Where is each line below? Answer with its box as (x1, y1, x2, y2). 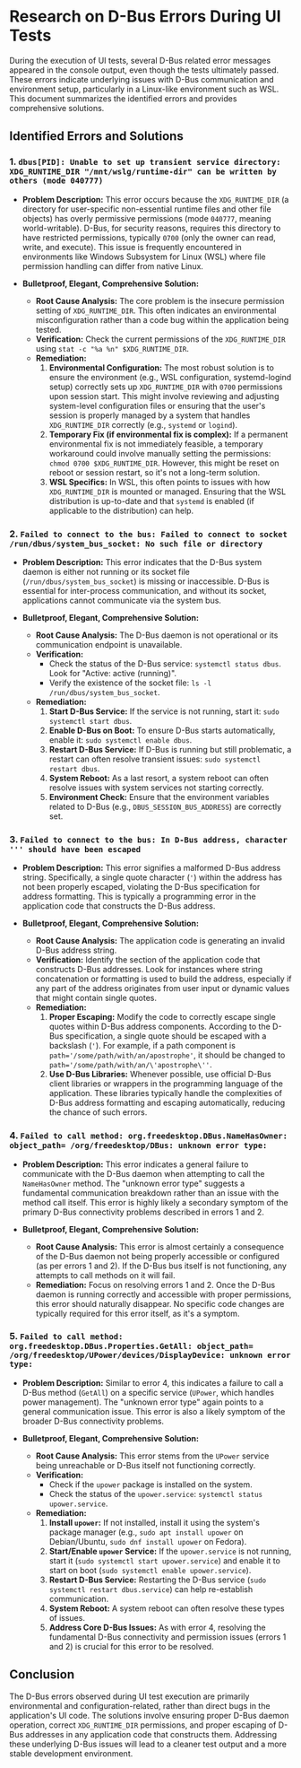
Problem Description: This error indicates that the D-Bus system (21, 556, 262, 567)
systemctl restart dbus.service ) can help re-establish (48, 1583, 254, 1594)
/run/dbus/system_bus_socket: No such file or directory (9, 538, 263, 549)
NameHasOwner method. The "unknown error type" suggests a (21, 1178, 245, 1189)
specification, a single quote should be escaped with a (65, 1031, 267, 1041)
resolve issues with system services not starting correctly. (48, 782, 264, 793)
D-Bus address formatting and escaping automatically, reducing (48, 1097, 286, 1109)
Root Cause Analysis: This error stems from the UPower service (35, 1450, 270, 1461)
